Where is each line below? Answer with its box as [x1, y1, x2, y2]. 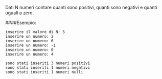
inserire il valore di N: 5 [5, 30, 65, 35]
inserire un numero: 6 [5, 38, 54, 43]
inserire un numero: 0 [5, 47, 54, 52]
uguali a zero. [5, 10, 34, 16]
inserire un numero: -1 [5, 43, 56, 48]
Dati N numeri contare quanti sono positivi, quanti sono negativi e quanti [5, 5, 157, 10]
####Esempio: [5, 20, 37, 25]
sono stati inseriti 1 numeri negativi [5, 65, 90, 70]
